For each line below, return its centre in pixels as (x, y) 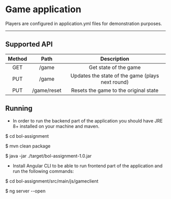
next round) (115, 82)
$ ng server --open (25, 191)
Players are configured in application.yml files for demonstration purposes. (84, 23)
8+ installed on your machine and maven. (56, 126)
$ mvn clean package (28, 146)
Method (18, 59)
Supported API (29, 44)
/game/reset (47, 90)
